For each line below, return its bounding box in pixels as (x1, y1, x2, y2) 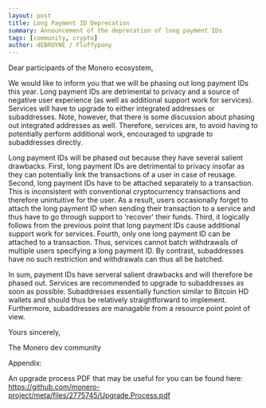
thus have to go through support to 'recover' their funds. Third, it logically (8, 212, 249, 222)
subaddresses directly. (8, 138, 84, 147)
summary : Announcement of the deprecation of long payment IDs (8, 26, 223, 34)
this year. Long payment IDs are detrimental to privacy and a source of (8, 87, 240, 96)
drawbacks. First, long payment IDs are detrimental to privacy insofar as (8, 161, 245, 171)
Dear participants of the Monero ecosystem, (8, 63, 154, 72)
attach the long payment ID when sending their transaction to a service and (8, 204, 256, 213)
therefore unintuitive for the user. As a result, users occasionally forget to (8, 196, 248, 205)
